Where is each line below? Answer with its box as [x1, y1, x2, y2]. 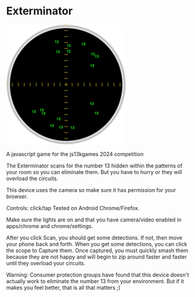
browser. [6, 193, 28, 200]
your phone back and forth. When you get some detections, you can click [6, 240, 187, 247]
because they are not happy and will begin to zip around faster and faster [6, 253, 187, 260]
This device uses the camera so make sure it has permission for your [6, 186, 176, 193]
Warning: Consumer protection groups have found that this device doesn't [6, 271, 190, 278]
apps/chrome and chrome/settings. [6, 222, 93, 229]
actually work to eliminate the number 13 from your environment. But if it [6, 277, 184, 284]
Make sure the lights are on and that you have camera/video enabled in [6, 216, 181, 223]
